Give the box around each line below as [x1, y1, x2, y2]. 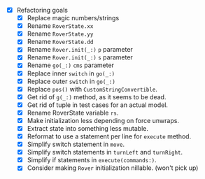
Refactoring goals [16, 6, 68, 14]
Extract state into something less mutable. [27, 124, 148, 132]
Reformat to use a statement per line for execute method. [27, 132, 192, 141]
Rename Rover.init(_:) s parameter [27, 53, 134, 62]
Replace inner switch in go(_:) [27, 69, 115, 78]
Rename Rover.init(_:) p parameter [27, 45, 134, 54]
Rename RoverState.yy [27, 29, 94, 38]
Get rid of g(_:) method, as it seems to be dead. [27, 92, 167, 101]
